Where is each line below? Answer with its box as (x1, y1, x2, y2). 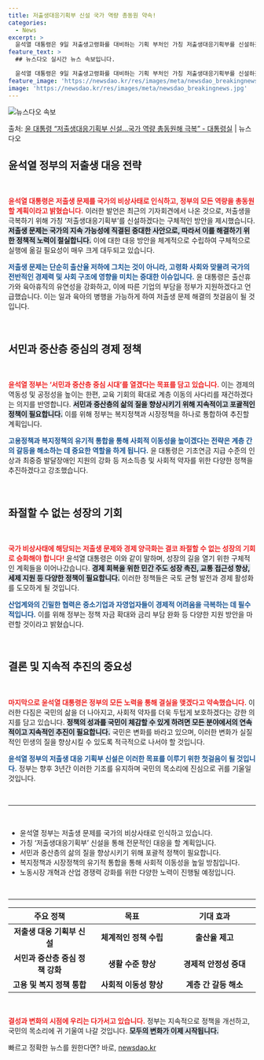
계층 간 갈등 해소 (185, 979, 244, 990)
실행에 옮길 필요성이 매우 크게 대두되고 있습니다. (8, 246, 156, 255)
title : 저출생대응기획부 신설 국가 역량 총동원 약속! (8, 11, 156, 20)
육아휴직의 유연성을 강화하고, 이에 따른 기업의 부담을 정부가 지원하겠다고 (22, 282, 244, 291)
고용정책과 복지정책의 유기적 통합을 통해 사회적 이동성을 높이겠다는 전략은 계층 (8, 436, 245, 446)
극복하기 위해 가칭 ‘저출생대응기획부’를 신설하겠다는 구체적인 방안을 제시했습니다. (8, 216, 255, 225)
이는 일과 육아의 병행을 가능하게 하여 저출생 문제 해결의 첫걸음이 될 (43, 292, 247, 302)
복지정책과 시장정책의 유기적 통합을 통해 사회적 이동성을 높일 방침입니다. (19, 858, 240, 867)
